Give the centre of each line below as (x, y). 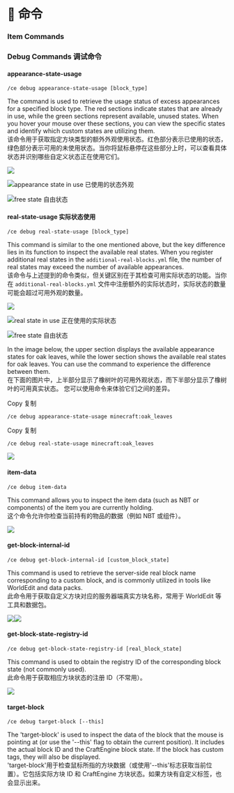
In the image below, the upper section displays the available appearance (111, 349)
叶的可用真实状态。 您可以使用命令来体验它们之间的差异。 (91, 388)
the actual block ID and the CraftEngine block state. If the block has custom (116, 750)
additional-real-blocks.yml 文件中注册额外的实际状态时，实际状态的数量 (120, 284)
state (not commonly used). (47, 670)
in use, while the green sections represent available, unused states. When (113, 116)
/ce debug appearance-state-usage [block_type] (78, 89)
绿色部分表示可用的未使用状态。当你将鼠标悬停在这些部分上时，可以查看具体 (117, 148)
